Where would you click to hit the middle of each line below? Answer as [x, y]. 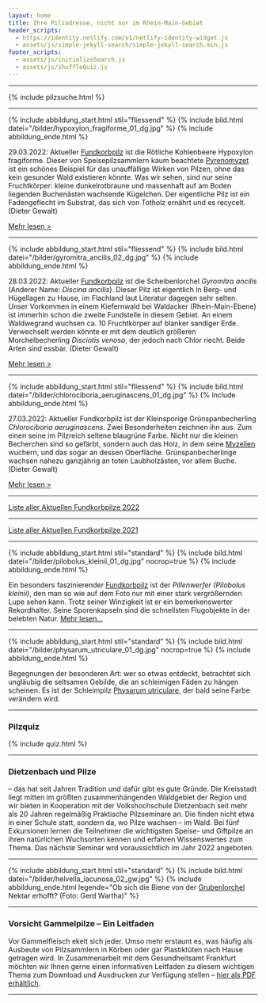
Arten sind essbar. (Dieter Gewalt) [63, 348]
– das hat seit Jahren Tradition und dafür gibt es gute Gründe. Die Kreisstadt [133, 789]
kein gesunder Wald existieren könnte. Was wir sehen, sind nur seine [120, 177]
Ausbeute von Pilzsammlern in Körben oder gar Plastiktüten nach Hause [126, 949]
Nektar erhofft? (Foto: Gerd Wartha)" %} [74, 896]
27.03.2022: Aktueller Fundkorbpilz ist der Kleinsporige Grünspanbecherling [132, 418]
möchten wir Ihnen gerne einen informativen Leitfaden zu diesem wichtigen [131, 966]
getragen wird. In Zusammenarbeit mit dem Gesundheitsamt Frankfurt [122, 958]
